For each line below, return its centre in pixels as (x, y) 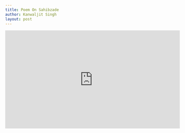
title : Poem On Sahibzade (32, 10)
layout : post (19, 19)
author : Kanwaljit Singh (31, 14)
